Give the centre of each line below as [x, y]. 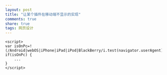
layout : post [19, 10]
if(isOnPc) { [19, 55]
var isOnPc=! [19, 46]
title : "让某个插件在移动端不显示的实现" [43, 14]
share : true [17, 24]
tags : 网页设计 [19, 28]
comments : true [21, 19]
